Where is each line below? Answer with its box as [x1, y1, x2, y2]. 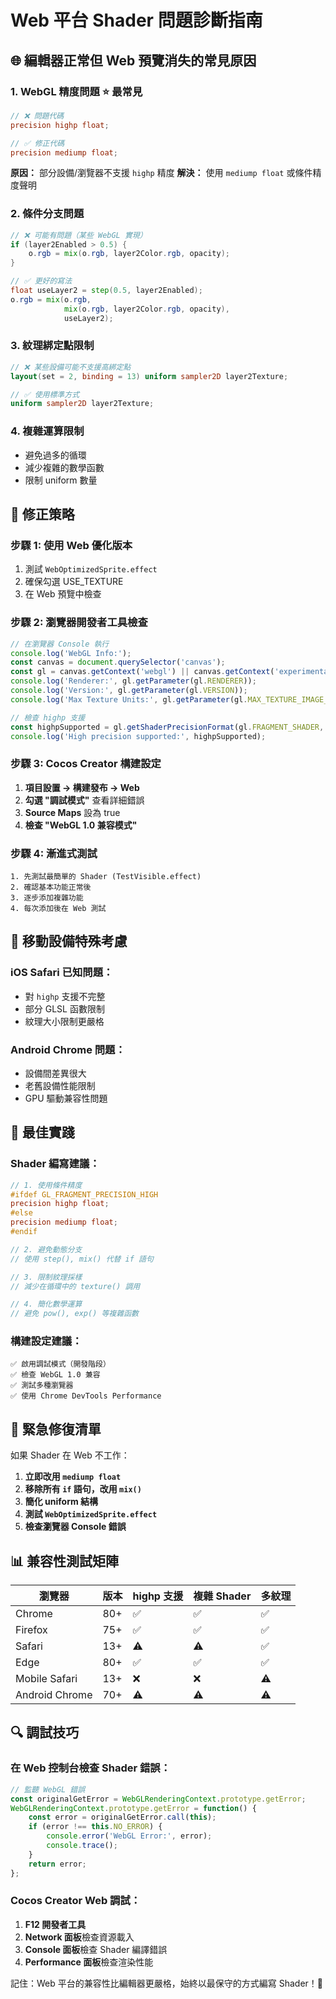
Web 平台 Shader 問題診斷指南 [10, 9, 263, 32]
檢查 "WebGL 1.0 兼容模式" [24, 819, 138, 831]
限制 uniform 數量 [24, 474, 98, 486]
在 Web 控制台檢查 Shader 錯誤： [10, 1761, 172, 1775]
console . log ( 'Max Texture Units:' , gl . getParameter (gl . [10, 694, 248, 705]
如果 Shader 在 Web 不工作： [10, 1449, 130, 1461]
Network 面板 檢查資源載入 [24, 1931, 135, 1943]
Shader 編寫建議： [10, 1157, 100, 1171]
